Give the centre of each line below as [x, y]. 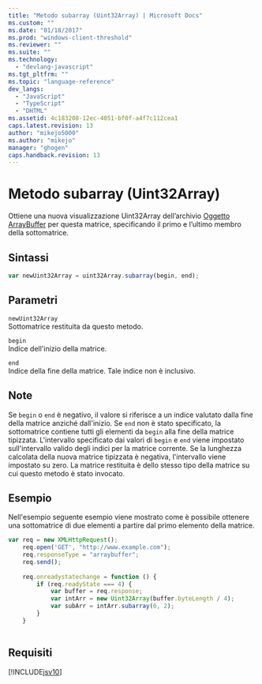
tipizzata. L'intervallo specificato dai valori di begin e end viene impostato [126, 440]
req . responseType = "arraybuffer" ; [81, 555]
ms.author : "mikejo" [42, 140]
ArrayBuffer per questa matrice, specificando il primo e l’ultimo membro [125, 224]
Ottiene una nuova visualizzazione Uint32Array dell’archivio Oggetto [119, 216]
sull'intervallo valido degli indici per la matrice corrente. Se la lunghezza [125, 448]
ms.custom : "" [32, 23]
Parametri [33, 301]
